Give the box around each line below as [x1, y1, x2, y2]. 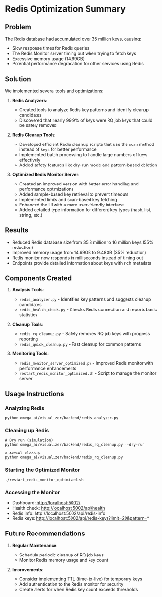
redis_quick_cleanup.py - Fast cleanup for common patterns [19, 341, 141, 347]
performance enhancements [19, 365, 77, 371]
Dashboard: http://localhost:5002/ [12, 500, 81, 506]
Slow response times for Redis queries [12, 45, 90, 51]
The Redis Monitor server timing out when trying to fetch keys [12, 50, 136, 56]
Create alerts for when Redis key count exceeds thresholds [19, 586, 138, 592]
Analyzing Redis [5, 404, 45, 411]
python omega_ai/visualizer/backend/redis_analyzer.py [5, 416, 119, 421]
